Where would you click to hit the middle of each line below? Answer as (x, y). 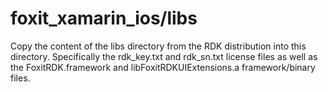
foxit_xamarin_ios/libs (104, 18)
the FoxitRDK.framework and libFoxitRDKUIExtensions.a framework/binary (163, 67)
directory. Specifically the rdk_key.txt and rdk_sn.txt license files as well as (164, 56)
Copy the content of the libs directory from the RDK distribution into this (158, 46)
